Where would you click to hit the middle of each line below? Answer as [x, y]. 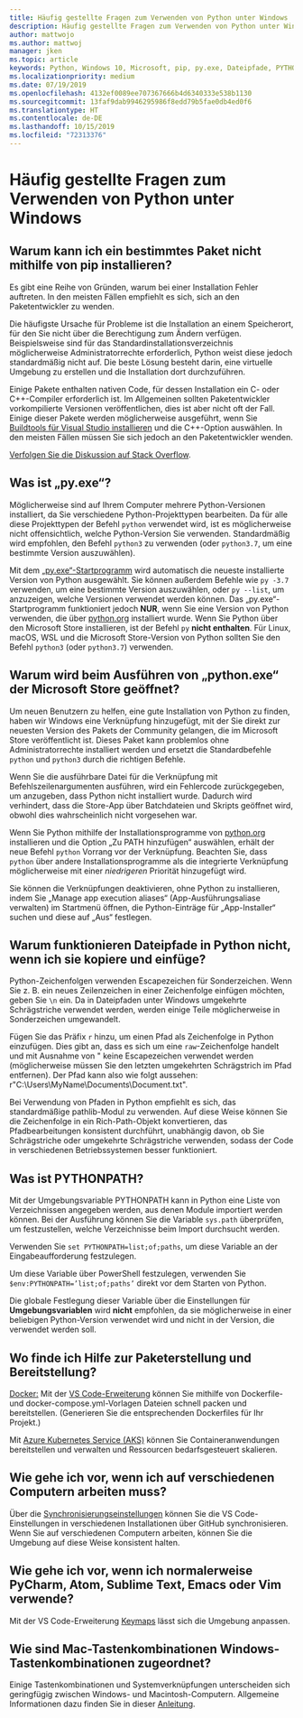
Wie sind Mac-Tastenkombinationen [114, 1649]
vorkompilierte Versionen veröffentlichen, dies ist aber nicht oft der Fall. [142, 408]
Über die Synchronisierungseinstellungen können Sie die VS [121, 1513]
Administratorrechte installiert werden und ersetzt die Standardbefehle [141, 749]
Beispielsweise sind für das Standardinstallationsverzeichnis [121, 343]
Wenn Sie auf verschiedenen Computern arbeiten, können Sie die [131, 1533]
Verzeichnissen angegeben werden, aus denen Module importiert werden [146, 1210]
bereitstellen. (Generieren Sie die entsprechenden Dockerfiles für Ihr [137, 1412]
